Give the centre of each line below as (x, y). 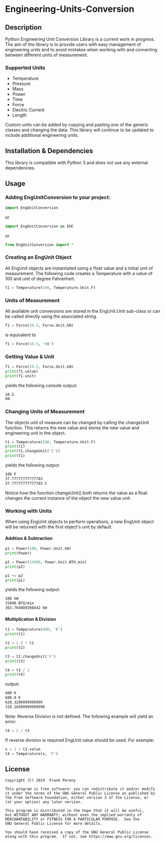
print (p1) (15, 580)
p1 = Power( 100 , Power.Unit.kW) (38, 549)
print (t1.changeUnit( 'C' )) (33, 451)
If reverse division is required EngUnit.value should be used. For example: (80, 740)
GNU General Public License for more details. (54, 824)
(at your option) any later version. (44, 802)
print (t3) (15, 661)
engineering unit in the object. (35, 433)
